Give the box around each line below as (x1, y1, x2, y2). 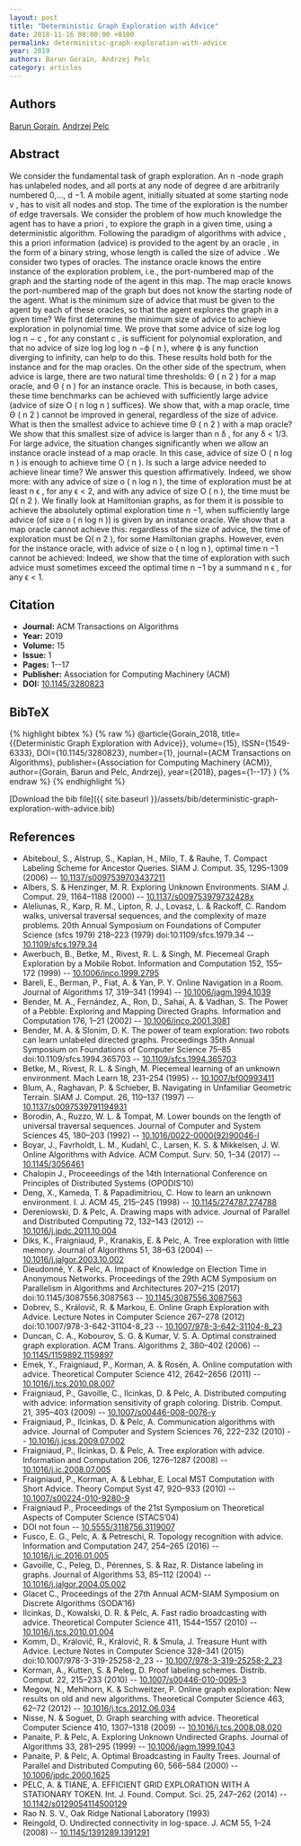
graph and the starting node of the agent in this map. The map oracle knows (9, 275, 292, 286)
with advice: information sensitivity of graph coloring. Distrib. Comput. (22, 1397, 283, 1407)
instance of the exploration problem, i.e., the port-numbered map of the (9, 266, 274, 277)
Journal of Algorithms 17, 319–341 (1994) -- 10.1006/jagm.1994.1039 (22, 986, 271, 998)
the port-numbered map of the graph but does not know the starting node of (9, 285, 293, 296)
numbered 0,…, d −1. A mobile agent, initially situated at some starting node (9, 190, 289, 200)
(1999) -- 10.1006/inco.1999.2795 (37, 967, 160, 978)
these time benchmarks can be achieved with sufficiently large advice (9, 390, 269, 401)
